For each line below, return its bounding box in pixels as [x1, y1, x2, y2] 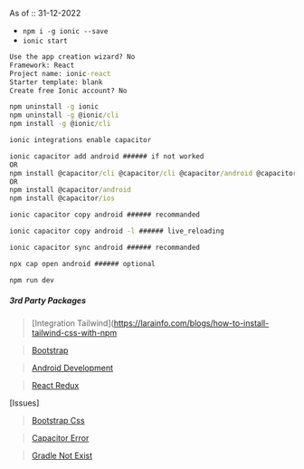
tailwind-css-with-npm [31, 328, 118, 339]
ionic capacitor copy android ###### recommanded [9, 210, 201, 220]
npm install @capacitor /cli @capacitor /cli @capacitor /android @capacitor [9, 168, 298, 177]
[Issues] [9, 397, 40, 408]
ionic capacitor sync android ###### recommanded [9, 243, 201, 252]
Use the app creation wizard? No [9, 53, 136, 62]
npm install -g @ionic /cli [9, 120, 111, 129]
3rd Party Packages [9, 295, 87, 306]
